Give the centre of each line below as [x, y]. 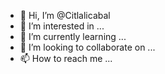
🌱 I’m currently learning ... [73, 36]
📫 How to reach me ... [66, 58]
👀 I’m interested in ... [62, 26]
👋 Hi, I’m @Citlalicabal [65, 15]
